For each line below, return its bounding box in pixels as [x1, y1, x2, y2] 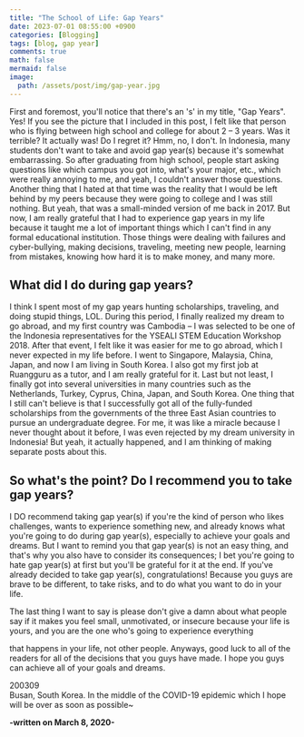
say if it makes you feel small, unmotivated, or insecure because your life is [9, 616, 290, 627]
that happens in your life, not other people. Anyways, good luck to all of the [9, 643, 291, 654]
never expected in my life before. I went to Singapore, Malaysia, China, [9, 349, 274, 360]
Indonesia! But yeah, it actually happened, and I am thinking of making [9, 437, 272, 448]
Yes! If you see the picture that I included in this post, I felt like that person [9, 116, 287, 126]
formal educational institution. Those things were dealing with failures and [9, 231, 286, 242]
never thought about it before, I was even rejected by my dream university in [9, 427, 295, 438]
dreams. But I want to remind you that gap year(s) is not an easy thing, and [9, 540, 289, 551]
